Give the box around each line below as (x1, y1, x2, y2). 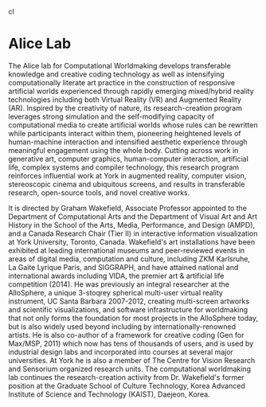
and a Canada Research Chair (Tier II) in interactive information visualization (8, 229, 258, 238)
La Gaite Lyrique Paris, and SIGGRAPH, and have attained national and (8, 262, 239, 272)
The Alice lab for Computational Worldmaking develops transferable (8, 61, 231, 70)
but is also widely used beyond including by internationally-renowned (8, 322, 237, 331)
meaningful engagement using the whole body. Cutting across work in (8, 145, 239, 155)
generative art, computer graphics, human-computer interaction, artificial (8, 154, 248, 163)
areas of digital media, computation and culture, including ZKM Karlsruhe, (8, 254, 251, 264)
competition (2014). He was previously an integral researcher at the (8, 279, 229, 289)
